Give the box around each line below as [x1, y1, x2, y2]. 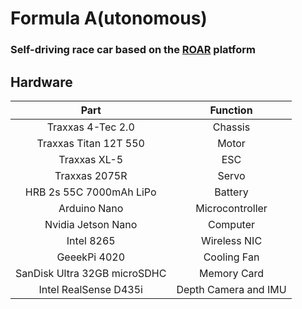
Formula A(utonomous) [10, 7, 208, 30]
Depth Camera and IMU [176, 282, 287, 296]
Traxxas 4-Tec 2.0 [46, 120, 135, 134]
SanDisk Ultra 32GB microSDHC [15, 266, 167, 280]
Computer [208, 217, 256, 231]
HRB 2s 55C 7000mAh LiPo [24, 185, 157, 199]
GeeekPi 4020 [56, 250, 126, 264]
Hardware [10, 73, 73, 91]
